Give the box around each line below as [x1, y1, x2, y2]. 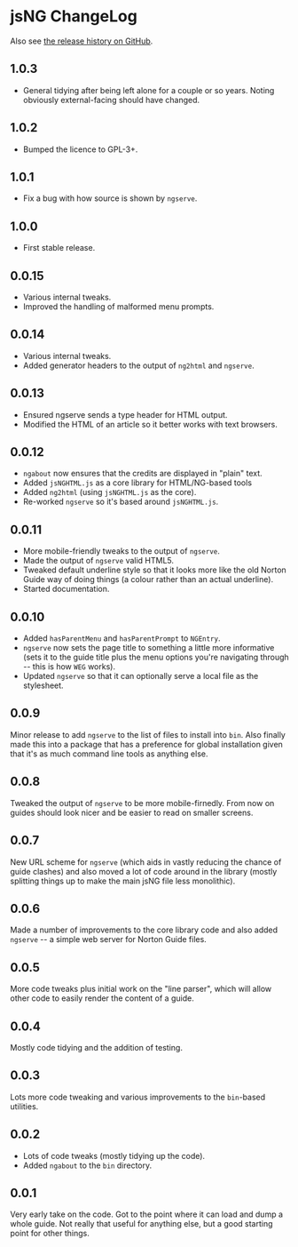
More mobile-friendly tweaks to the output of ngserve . [22, 546, 221, 556]
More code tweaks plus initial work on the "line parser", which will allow [10, 984, 272, 995]
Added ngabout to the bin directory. [22, 1160, 153, 1171]
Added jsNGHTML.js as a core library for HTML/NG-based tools [22, 477, 252, 488]
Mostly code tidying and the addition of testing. [10, 1042, 183, 1052]
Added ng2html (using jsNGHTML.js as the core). [22, 487, 197, 498]
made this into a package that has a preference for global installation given [10, 739, 283, 749]
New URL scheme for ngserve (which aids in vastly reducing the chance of [10, 856, 282, 867]
